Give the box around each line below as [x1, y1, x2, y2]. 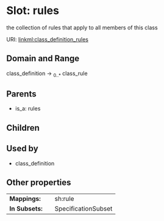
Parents [6, 89, 37, 99]
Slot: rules [6, 4, 60, 18]
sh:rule [54, 195, 74, 203]
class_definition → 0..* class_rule [6, 70, 88, 78]
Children [6, 123, 40, 133]
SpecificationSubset [54, 205, 113, 213]
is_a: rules [15, 105, 41, 112]
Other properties [6, 177, 71, 187]
